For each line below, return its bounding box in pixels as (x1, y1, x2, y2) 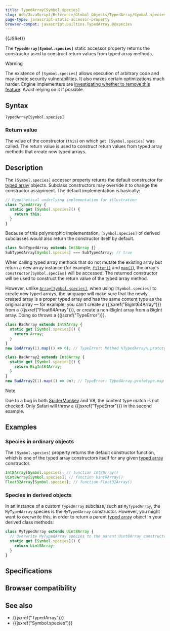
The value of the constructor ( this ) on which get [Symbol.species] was (5, 138, 155, 144)
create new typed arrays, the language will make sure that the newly (5, 291, 148, 297)
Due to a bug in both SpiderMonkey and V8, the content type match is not (5, 397, 159, 403)
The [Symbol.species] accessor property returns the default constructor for (5, 177, 163, 183)
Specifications (5, 567, 52, 575)
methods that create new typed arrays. (5, 149, 87, 155)
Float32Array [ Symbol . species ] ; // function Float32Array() (5, 480, 133, 485)
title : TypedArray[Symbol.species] (5, 7, 80, 13)
